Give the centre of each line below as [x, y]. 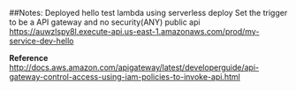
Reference [29, 58]
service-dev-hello [42, 41]
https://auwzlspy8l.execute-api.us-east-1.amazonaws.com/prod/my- [134, 31]
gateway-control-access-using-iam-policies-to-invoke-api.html [125, 77]
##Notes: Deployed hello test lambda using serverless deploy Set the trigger [148, 13]
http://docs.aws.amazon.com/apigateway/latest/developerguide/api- [134, 67]
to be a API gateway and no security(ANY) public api [105, 22]
